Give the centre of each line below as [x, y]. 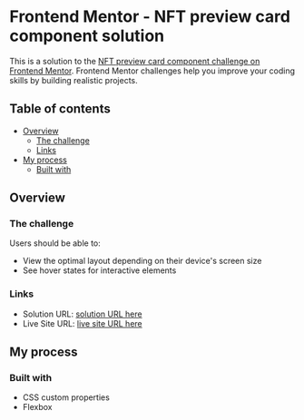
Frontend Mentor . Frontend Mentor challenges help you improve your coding [152, 71]
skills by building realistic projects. [74, 80]
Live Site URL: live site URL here [82, 323]
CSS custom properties [66, 397]
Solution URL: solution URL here [82, 314]
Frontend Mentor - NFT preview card [150, 17]
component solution [87, 36]
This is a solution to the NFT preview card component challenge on [135, 61]
